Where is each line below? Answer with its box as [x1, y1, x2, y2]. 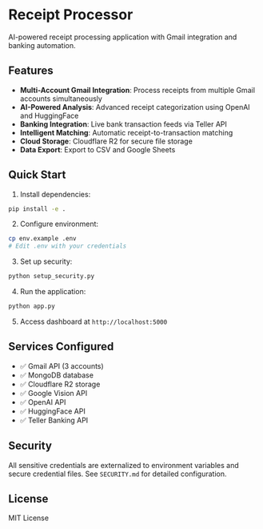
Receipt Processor [8, 6, 133, 24]
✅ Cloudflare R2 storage [19, 379, 101, 389]
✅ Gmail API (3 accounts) [19, 361, 104, 370]
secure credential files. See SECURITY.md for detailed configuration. [8, 469, 227, 479]
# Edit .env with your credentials [8, 242, 127, 250]
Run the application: [19, 287, 86, 297]
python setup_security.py [8, 273, 94, 281]
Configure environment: [19, 219, 98, 229]
